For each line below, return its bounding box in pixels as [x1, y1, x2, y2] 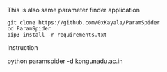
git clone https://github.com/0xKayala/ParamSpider [7, 19, 160, 26]
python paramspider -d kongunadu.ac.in [7, 57, 123, 65]
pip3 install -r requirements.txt [7, 31, 108, 38]
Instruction [7, 44, 38, 51]
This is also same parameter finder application [7, 6, 141, 14]
